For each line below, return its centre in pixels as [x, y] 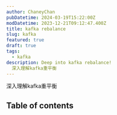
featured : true [25, 40]
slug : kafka [21, 34]
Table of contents [40, 106]
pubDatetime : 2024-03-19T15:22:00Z [51, 18]
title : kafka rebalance [36, 29]
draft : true [21, 46]
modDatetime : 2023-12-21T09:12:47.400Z [56, 23]
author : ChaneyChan [31, 12]
